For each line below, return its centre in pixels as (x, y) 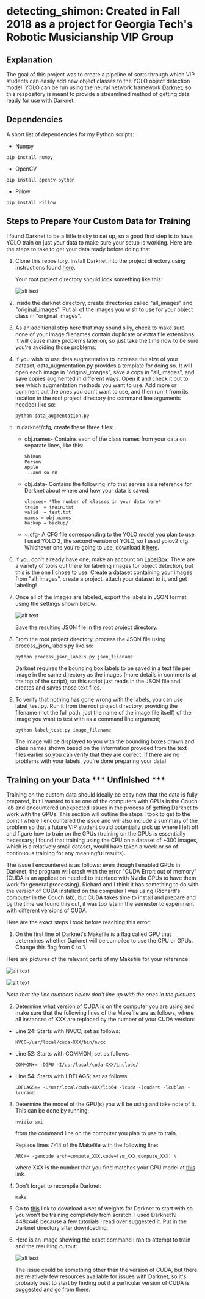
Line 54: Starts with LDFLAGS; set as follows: (72, 1076)
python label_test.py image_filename (63, 730)
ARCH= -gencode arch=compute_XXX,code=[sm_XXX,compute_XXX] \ (96, 1157)
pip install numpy (30, 157)
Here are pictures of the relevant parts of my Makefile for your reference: (98, 959)
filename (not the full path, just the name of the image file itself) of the (103, 712)
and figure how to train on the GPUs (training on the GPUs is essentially (96, 834)
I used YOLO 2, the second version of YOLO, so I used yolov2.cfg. (107, 541)
